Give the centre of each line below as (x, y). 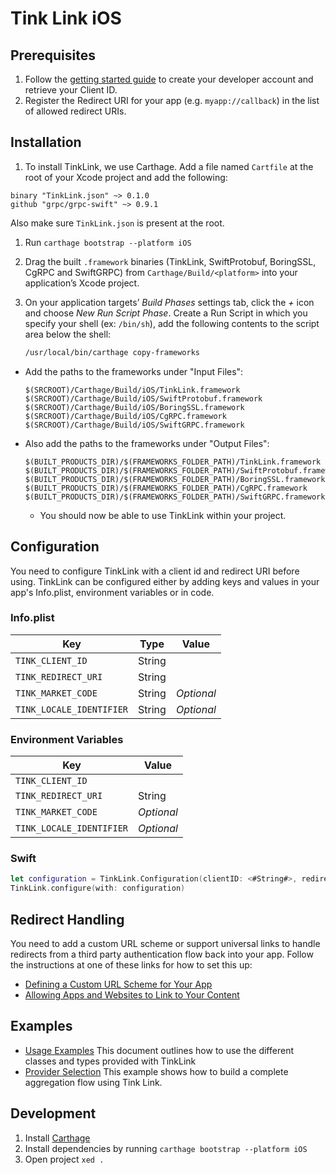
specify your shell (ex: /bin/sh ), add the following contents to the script (172, 323)
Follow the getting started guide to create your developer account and (169, 79)
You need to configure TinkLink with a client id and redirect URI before (155, 571)
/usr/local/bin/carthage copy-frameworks (112, 352)
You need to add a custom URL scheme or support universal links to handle (165, 943)
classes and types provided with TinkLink (110, 1061)
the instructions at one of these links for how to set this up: (131, 964)
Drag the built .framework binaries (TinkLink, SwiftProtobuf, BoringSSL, (170, 261)
